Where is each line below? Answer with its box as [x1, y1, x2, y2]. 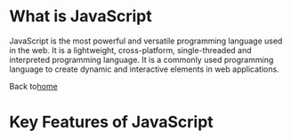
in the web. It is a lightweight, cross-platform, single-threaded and [9, 44, 252, 55]
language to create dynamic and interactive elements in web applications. [9, 64, 279, 74]
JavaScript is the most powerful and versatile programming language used [9, 35, 283, 46]
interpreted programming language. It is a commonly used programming [9, 54, 274, 65]
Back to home [9, 81, 58, 91]
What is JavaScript [9, 6, 153, 27]
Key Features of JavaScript [9, 113, 214, 132]
